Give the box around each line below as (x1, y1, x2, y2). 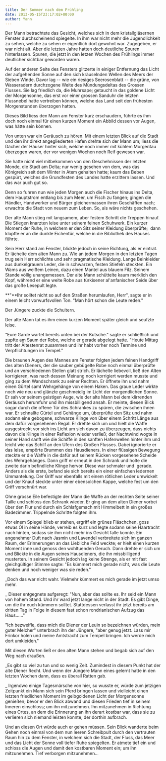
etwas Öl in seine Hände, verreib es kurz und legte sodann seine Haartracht (5, 524, 160, 530)
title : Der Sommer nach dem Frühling (5, 7, 83, 12)
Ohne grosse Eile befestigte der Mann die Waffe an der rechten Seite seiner (5, 493, 160, 500)
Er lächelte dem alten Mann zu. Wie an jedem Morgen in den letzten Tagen (5, 251, 158, 257)
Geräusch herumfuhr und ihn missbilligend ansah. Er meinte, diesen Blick (5, 399, 155, 405)
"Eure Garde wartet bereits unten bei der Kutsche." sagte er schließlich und (5, 332, 159, 338)
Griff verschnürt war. (5, 484, 48, 490)
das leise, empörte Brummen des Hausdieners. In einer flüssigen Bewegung (5, 447, 160, 453)
